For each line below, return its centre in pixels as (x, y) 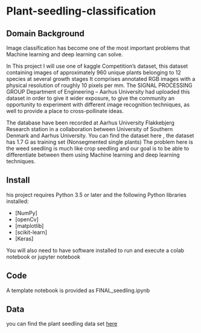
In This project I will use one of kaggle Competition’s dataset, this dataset (97, 66)
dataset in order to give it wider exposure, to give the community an (91, 98)
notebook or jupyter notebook (43, 257)
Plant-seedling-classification (81, 11)
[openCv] (27, 219)
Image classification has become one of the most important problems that (98, 48)
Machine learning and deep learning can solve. (65, 54)
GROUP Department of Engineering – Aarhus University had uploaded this (98, 92)
